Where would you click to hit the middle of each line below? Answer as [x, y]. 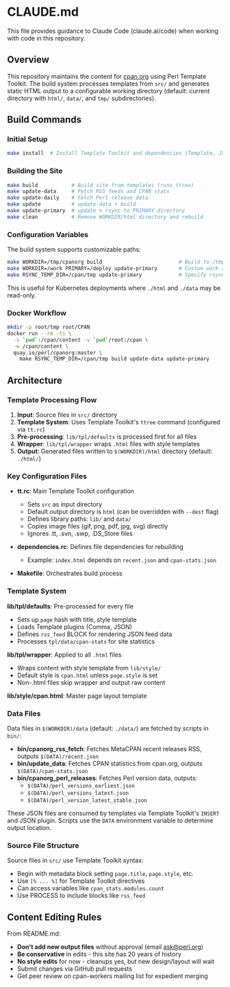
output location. [29, 827]
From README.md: [34, 934]
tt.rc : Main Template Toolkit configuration [76, 491]
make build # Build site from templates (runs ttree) [101, 185]
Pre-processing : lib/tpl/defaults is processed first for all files [107, 437]
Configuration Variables [48, 234]
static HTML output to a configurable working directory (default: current [108, 90]
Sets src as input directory [65, 504]
